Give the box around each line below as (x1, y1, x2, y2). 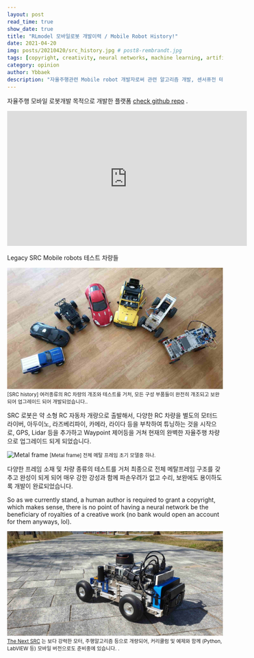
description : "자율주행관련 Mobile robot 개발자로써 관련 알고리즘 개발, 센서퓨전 (7, 76, 216, 83)
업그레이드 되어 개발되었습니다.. (17, 398, 88, 405)
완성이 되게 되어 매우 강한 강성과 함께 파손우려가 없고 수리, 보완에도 (19, 473, 199, 481)
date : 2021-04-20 (7, 40, 57, 47)
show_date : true (7, 25, 53, 32)
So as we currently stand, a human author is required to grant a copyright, (7, 496, 216, 504)
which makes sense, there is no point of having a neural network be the (7, 502, 209, 511)
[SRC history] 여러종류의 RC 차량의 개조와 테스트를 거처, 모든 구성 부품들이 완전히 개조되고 (7, 391, 209, 398)
